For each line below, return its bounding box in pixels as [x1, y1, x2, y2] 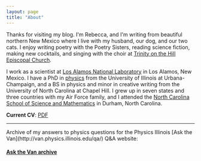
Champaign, [6, 80, 36, 87]
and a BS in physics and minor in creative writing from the [37, 80, 180, 87]
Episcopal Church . [6, 56, 52, 63]
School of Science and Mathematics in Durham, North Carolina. [6, 99, 163, 107]
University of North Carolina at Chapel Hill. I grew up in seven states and [6, 87, 184, 94]
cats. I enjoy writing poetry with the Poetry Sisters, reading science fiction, [6, 43, 190, 51]
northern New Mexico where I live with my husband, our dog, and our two [6, 37, 188, 44]
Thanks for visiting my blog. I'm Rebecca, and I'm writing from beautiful [6, 31, 182, 38]
